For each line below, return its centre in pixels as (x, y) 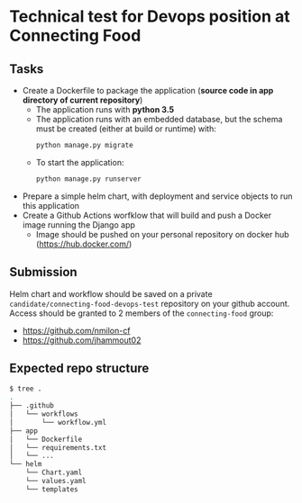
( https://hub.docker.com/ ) (84, 244)
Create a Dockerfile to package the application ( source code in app (148, 90)
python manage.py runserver (88, 179)
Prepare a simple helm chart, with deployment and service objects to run (157, 196)
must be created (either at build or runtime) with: (126, 129)
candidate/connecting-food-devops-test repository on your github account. (150, 303)
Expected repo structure (79, 368)
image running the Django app (78, 225)
